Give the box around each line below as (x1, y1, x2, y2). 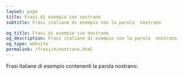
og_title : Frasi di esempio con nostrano (6, 30, 109, 36)
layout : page (6, 8, 38, 15)
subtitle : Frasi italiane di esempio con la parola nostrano (6, 19, 161, 25)
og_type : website (6, 41, 49, 47)
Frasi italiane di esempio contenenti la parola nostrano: (6, 62, 138, 69)
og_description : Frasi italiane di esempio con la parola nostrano (6, 36, 177, 42)
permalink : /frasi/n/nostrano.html (6, 46, 93, 53)
